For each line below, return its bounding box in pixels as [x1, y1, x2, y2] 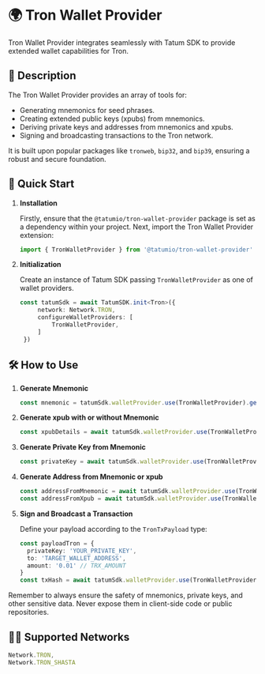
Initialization [19, 260, 62, 269]
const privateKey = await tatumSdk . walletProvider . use [19, 457, 204, 466]
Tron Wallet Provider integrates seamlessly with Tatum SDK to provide [8, 37, 236, 47]
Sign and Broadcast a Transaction [19, 509, 133, 518]
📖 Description [8, 69, 77, 83]
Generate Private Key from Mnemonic [19, 442, 146, 452]
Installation [19, 198, 58, 208]
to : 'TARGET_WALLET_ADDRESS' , [27, 554, 126, 562]
